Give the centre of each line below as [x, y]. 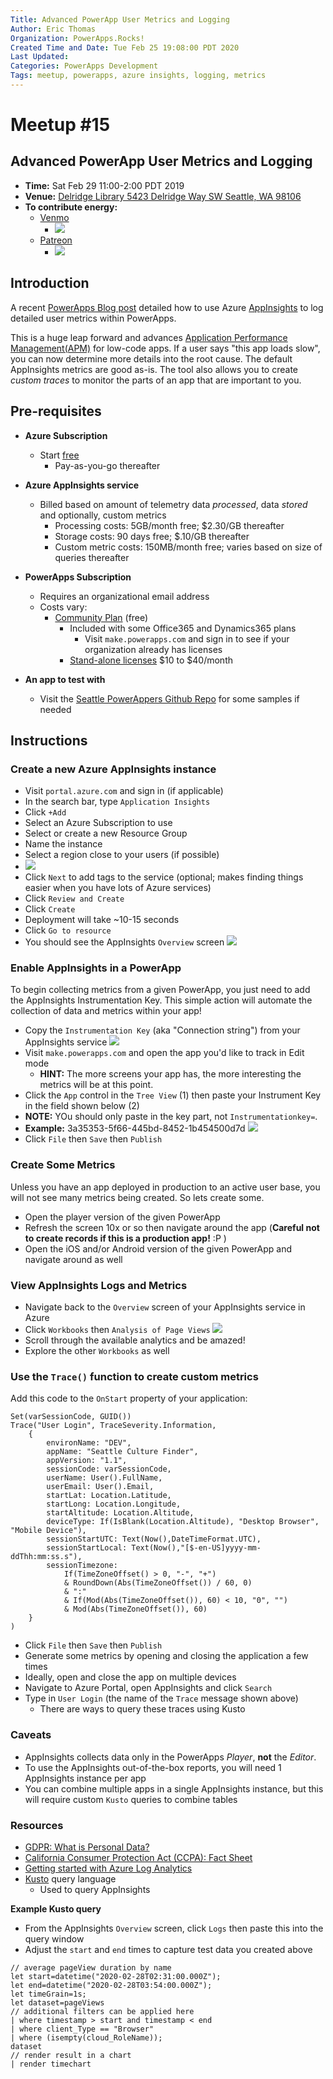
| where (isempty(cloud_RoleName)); [86, 2037]
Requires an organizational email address [124, 596]
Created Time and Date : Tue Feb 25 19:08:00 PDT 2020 [125, 47]
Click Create [50, 909]
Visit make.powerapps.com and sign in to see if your [187, 638]
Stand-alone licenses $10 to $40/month [151, 660]
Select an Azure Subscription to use [98, 823]
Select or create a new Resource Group [106, 833]
